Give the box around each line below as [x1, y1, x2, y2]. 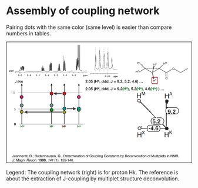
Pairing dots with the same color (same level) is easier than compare [6, 24, 172, 31]
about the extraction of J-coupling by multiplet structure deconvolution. [6, 175, 180, 182]
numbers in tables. [6, 29, 51, 37]
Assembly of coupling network [6, 4, 160, 18]
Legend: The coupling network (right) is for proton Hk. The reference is [6, 169, 179, 176]
